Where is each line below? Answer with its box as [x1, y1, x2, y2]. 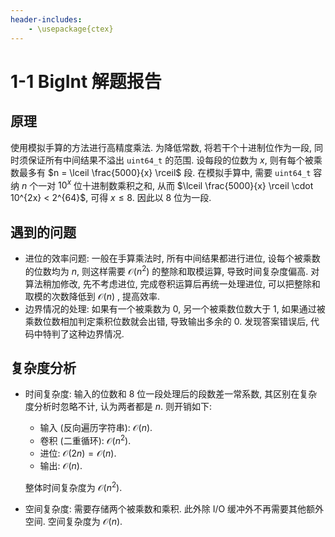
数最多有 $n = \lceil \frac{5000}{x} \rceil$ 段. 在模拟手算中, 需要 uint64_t [10, 166, 312, 178]
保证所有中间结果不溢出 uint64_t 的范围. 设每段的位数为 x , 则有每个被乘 [27, 154, 323, 166]
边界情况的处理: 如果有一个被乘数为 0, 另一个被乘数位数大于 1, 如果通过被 [24, 302, 326, 315]
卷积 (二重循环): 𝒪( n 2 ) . [39, 433, 132, 447]
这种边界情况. [68, 327, 125, 340]
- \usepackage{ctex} [28, 24, 114, 34]
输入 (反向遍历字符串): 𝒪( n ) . [39, 422, 153, 434]
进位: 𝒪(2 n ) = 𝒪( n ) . [39, 447, 117, 460]
